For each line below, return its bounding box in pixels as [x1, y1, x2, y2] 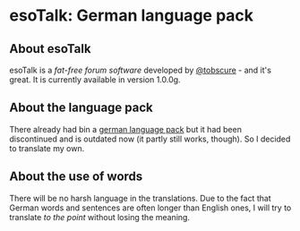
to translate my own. [9, 142, 85, 153]
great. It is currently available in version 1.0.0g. [9, 74, 181, 85]
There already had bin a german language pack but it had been [9, 124, 242, 134]
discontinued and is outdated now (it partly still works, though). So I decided [9, 133, 291, 144]
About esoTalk [9, 41, 91, 56]
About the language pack [9, 100, 154, 115]
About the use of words [9, 169, 143, 184]
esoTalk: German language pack [9, 5, 253, 26]
